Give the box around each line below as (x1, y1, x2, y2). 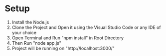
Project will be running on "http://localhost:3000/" (11, 45, 115, 51)
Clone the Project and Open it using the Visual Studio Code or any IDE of (11, 24, 162, 30)
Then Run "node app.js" (11, 40, 62, 46)
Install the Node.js (11, 19, 49, 25)
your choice (11, 29, 37, 35)
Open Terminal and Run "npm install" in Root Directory (11, 35, 124, 41)
